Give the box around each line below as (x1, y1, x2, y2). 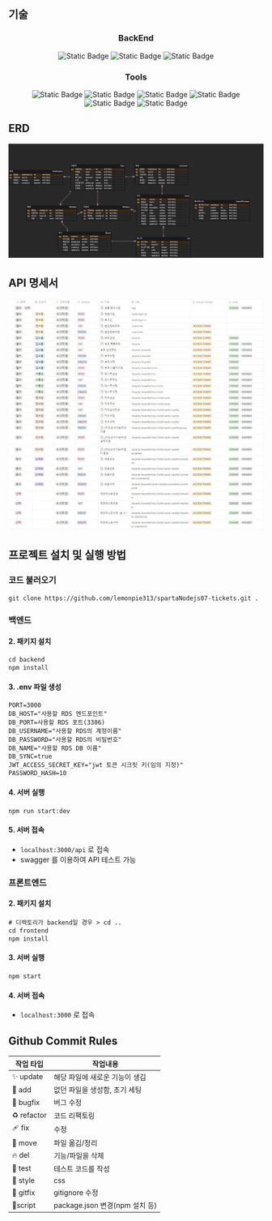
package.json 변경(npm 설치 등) (53, 1201, 158, 1210)
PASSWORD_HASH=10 (8, 769, 67, 778)
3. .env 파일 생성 (8, 682, 62, 692)
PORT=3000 (8, 701, 42, 709)
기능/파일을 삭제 (53, 1150, 104, 1161)
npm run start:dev (8, 807, 70, 815)
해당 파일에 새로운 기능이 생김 (53, 1072, 147, 1082)
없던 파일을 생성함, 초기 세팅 (53, 1085, 142, 1095)
